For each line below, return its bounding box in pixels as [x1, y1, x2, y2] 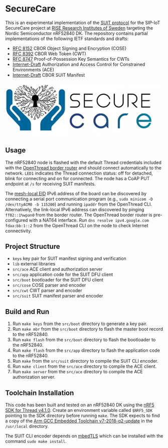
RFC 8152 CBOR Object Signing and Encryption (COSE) [12, 45, 127, 51]
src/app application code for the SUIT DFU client [12, 271, 113, 277]
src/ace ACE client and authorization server [12, 266, 103, 272]
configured [5, 217, 28, 223]
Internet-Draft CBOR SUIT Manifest [12, 72, 85, 78]
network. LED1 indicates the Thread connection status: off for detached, [5, 170, 153, 176]
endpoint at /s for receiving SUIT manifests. [5, 181, 96, 187]
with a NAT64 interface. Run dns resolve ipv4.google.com [29, 217, 149, 223]
